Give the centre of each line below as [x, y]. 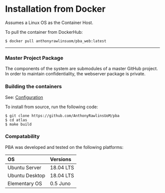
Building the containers [34, 87]
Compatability [23, 137]
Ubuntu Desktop [27, 175]
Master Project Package [34, 58]
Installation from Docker [55, 9]
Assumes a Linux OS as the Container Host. [49, 23]
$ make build [18, 124]
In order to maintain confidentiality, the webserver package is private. [75, 74]
